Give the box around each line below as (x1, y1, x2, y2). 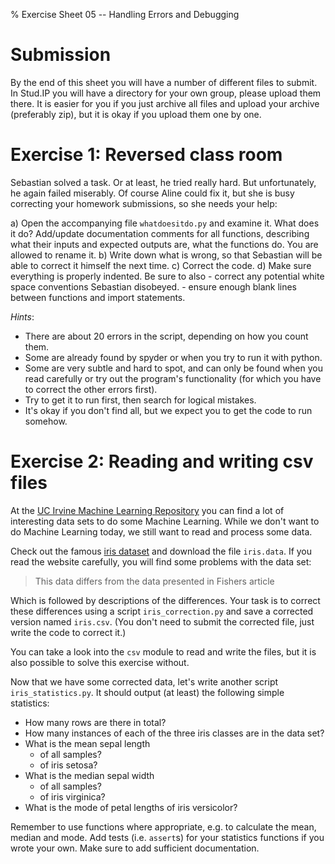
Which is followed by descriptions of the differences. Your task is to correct (10, 594, 321, 606)
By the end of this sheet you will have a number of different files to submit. (10, 76, 318, 88)
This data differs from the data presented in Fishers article (34, 575, 275, 587)
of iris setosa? (39, 759, 98, 771)
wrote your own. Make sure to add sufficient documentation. (10, 842, 260, 854)
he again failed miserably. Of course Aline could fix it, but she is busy (10, 187, 295, 199)
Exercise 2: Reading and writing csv (10, 450, 314, 473)
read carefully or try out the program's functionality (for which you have (24, 372, 322, 384)
